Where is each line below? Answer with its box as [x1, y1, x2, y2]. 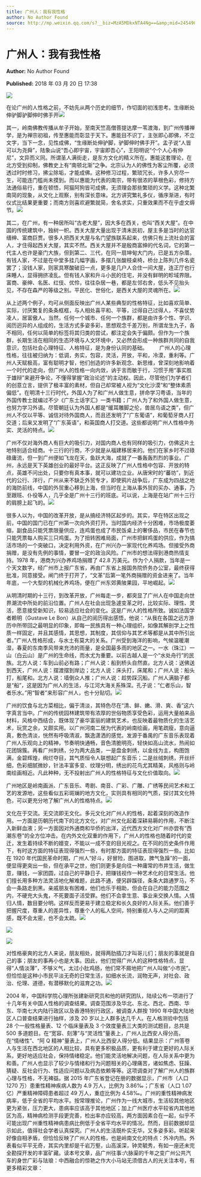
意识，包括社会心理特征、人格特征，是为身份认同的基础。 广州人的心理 [6, 344, 191, 351]
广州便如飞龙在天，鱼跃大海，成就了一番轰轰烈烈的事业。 [42, 454, 184, 462]
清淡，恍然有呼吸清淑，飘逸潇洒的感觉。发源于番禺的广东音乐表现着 [26, 732, 195, 739]
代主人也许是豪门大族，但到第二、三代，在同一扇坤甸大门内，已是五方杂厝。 [6, 249, 195, 256]
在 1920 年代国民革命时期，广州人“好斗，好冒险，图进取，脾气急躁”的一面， [6, 854, 193, 862]
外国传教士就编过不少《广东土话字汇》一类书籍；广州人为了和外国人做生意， [6, 396, 195, 404]
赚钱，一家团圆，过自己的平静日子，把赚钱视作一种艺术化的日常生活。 [16, 869, 190, 877]
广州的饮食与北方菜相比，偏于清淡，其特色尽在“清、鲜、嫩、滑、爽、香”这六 [6, 702, 194, 709]
